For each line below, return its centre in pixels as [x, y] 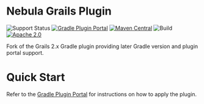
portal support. [25, 52]
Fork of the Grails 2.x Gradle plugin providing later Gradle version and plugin [102, 46]
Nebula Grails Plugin [59, 11]
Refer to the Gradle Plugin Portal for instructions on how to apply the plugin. [102, 94]
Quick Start [36, 78]
